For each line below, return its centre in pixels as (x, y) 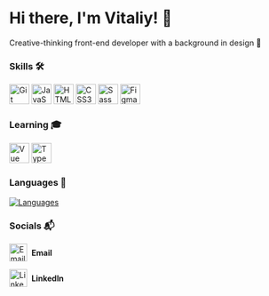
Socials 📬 (32, 226)
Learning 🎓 (36, 125)
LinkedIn (48, 278)
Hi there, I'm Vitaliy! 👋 (91, 18)
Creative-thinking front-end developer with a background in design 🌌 (135, 43)
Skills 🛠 (27, 66)
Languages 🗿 (38, 183)
